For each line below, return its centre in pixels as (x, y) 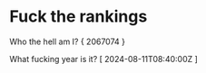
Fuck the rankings (78, 17)
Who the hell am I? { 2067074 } (67, 41)
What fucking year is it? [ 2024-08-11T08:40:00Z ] (103, 59)
